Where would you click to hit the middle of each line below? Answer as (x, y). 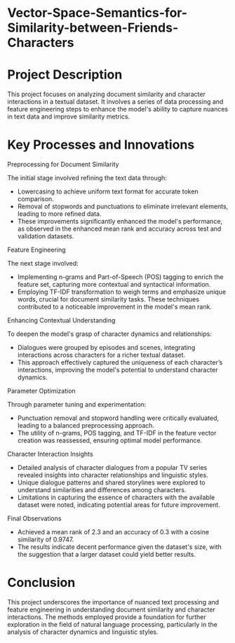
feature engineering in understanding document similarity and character (111, 609)
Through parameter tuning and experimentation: (77, 405)
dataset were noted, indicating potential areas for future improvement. (119, 505)
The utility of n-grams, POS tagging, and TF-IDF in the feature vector (117, 433)
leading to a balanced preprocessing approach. (86, 426)
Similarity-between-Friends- (93, 28)
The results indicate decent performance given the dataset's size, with (120, 547)
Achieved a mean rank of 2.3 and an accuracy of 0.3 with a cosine (113, 532)
